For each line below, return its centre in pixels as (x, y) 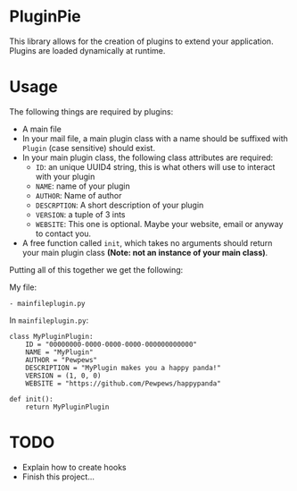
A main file (42, 129)
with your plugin (65, 176)
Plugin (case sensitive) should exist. (89, 148)
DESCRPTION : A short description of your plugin (120, 205)
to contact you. (63, 233)
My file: (23, 287)
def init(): (31, 399)
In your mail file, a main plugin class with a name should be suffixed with (155, 138)
